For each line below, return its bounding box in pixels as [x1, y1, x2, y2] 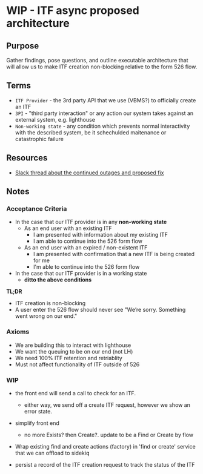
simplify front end [15, 419, 59, 427]
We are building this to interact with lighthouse [15, 341, 131, 349]
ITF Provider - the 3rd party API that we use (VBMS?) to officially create [15, 96, 196, 104]
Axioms [6, 328, 30, 336]
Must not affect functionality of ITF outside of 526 [15, 361, 140, 368]
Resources [6, 153, 48, 163]
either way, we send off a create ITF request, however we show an [24, 401, 191, 409]
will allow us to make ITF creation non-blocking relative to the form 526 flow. [6, 63, 198, 70]
